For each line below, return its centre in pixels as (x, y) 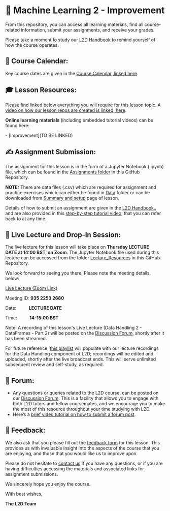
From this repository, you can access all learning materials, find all (74, 24)
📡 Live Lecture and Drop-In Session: (63, 235)
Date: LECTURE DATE (33, 308)
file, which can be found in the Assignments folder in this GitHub (73, 172)
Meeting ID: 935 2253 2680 (35, 298)
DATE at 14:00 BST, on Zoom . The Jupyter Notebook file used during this (82, 252)
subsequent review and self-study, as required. (55, 365)
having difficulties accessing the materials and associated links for (75, 469)
